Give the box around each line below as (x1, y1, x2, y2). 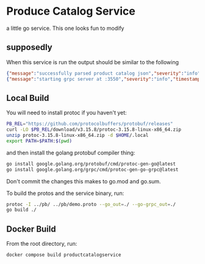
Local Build (6, 93, 49, 103)
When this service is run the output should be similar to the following (6, 58, 179, 65)
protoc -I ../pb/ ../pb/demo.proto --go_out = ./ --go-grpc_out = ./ (6, 201, 176, 207)
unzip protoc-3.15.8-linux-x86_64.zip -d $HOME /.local (6, 133, 149, 139)
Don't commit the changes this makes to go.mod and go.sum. (6, 177, 161, 185)
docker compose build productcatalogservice (6, 252, 121, 258)
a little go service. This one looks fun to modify (6, 24, 124, 32)
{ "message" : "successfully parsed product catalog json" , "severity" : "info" (6, 70, 201, 76)
